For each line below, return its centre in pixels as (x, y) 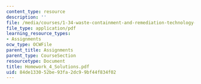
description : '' (26, 17)
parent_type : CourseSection (41, 56)
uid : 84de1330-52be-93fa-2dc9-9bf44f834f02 (61, 72)
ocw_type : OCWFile (29, 45)
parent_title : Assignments (40, 50)
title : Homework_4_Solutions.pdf (48, 67)
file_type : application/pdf (41, 28)
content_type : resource (36, 12)
